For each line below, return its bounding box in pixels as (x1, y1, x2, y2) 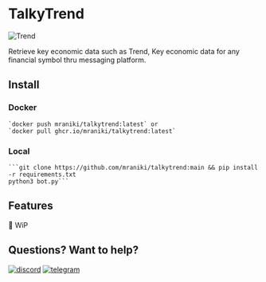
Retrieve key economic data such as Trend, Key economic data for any (8, 46, 241, 56)
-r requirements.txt (8, 170, 77, 178)
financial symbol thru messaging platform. (8, 55, 147, 65)
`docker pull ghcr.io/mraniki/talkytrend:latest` (8, 127, 177, 135)
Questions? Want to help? (8, 244, 139, 257)
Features (8, 199, 53, 213)
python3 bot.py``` (8, 177, 69, 186)
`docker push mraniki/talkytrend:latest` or (8, 120, 158, 128)
